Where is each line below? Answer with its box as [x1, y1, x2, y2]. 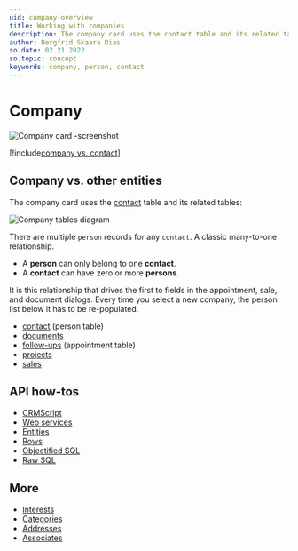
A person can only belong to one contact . [21, 258, 176, 268]
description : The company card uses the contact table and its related [9, 29, 279, 38]
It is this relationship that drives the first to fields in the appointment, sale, [9, 284, 278, 295]
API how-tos [9, 384, 80, 400]
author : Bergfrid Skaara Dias [9, 37, 122, 47]
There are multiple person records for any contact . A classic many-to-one [9, 231, 278, 242]
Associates [21, 532, 63, 543]
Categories [21, 514, 63, 524]
